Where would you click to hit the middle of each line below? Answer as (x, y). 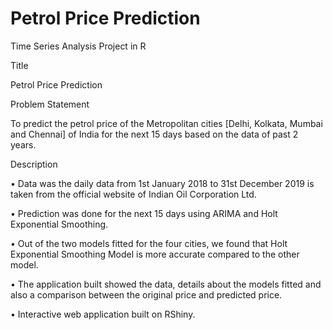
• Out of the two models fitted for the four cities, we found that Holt (149, 243)
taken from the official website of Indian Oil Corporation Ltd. (133, 194)
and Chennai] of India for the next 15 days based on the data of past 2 (154, 134)
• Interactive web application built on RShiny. (103, 314)
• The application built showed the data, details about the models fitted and (166, 284)
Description (34, 164)
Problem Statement (50, 104)
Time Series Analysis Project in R (78, 46)
